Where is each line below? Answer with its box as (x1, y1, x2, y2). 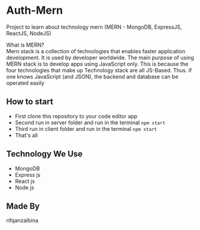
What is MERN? (6, 41, 44, 48)
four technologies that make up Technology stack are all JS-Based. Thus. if (6, 66, 192, 73)
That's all (14, 131, 38, 139)
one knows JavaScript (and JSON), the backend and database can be (6, 73, 178, 80)
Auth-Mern (6, 4, 63, 17)
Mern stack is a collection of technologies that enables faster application (6, 47, 186, 54)
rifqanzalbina (6, 217, 39, 224)
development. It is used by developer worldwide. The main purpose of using (6, 54, 195, 61)
